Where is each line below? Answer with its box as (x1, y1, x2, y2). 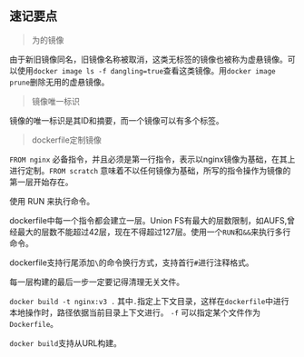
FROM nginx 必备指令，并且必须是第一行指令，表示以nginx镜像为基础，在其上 (9, 154, 296, 164)
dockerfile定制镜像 (31, 134, 102, 145)
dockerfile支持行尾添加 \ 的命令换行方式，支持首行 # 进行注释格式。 (9, 257, 254, 268)
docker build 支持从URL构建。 (9, 337, 123, 348)
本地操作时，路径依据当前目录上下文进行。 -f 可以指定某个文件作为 (9, 307, 261, 318)
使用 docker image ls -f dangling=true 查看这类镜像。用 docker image (16, 64, 276, 75)
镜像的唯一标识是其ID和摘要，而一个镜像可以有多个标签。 (9, 114, 224, 125)
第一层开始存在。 (9, 176, 74, 187)
